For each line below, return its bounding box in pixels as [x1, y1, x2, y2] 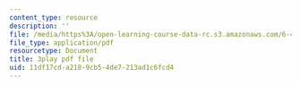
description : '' [9, 21, 70, 30]
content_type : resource [9, 13, 99, 22]
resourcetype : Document [9, 47, 99, 56]
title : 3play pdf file [9, 55, 94, 64]
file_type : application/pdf [9, 38, 115, 47]
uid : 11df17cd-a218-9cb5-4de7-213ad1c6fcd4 [9, 64, 175, 73]
